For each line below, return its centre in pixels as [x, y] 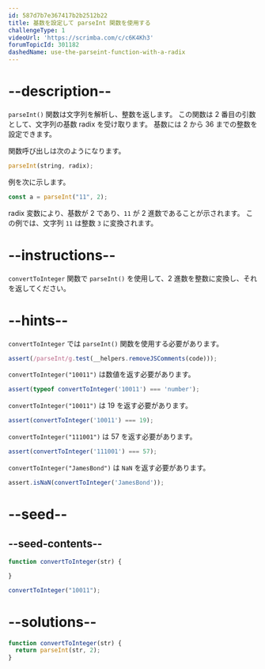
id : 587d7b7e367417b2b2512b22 [58, 15]
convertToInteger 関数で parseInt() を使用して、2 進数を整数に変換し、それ [133, 278]
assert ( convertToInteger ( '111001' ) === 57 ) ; [83, 452]
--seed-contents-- [55, 544]
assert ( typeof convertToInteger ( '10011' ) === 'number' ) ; [104, 389]
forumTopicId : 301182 [44, 45]
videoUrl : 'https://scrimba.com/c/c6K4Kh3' [81, 38]
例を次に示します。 [39, 182]
